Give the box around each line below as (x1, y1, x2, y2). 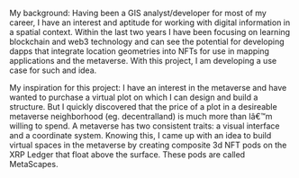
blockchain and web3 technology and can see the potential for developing (9, 36, 285, 47)
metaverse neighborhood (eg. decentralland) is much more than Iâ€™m (9, 111, 273, 121)
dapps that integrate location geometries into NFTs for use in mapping (9, 46, 270, 57)
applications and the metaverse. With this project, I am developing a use (9, 56, 277, 66)
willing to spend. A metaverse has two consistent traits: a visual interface (9, 120, 280, 131)
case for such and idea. (9, 65, 97, 76)
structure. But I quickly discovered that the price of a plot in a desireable (9, 102, 277, 111)
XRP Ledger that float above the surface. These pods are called (9, 149, 246, 160)
